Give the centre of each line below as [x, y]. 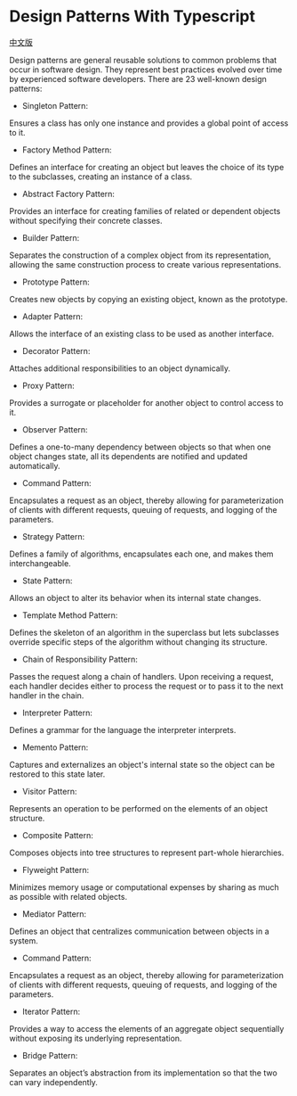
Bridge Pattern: [50, 1055]
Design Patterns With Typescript [132, 16]
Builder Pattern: [51, 237]
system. [24, 940]
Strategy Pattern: [53, 536]
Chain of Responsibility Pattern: [80, 659]
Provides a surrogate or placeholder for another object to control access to [146, 402]
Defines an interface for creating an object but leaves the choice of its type [147, 167]
